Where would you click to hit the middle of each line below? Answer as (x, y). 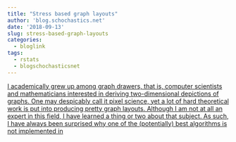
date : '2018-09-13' (36, 27)
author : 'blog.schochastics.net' (56, 20)
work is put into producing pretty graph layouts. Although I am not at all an (115, 108)
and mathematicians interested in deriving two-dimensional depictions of (113, 93)
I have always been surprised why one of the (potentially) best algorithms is (117, 123)
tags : (15, 53)
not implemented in (35, 131)
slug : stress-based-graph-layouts (58, 33)
